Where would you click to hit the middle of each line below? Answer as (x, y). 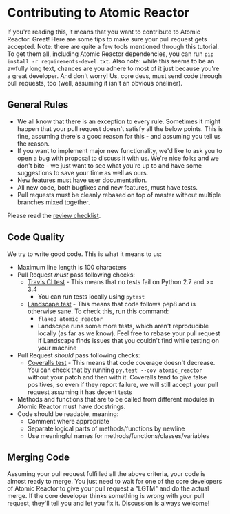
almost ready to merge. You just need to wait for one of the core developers (115, 482)
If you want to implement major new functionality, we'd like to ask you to (119, 150)
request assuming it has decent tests (80, 392)
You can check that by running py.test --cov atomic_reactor (115, 370)
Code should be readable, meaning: (68, 414)
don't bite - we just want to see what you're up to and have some (109, 165)
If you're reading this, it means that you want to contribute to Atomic (104, 32)
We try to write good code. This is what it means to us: (84, 254)
